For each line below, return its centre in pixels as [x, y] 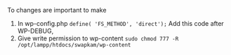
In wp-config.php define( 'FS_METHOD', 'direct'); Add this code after [121, 23]
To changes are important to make [57, 10]
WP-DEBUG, [35, 31]
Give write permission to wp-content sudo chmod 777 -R [98, 38]
